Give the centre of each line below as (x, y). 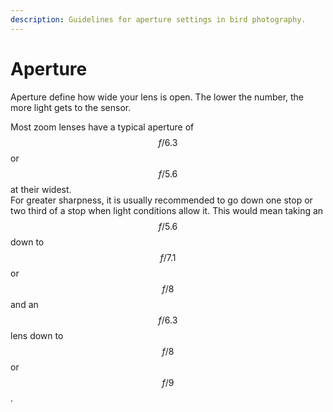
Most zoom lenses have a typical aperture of (102, 127)
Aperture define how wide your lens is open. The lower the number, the (157, 97)
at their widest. (41, 189)
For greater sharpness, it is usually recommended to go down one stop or (161, 200)
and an (24, 304)
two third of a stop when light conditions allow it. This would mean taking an (167, 210)
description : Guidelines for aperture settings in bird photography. (158, 19)
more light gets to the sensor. (71, 107)
